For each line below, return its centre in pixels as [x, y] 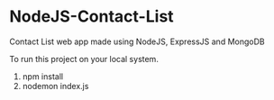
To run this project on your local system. [84, 59]
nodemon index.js [55, 86]
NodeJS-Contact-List [91, 17]
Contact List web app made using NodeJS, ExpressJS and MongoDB [137, 41]
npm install [43, 76]
